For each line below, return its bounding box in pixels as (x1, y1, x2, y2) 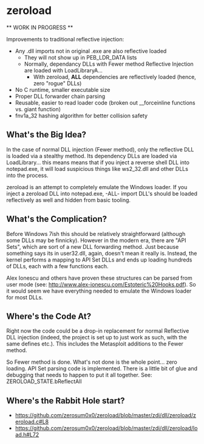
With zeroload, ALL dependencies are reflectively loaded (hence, (33, 73, 196, 80)
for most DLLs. (6, 293, 44, 301)
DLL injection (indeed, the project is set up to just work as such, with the (6, 334, 187, 341)
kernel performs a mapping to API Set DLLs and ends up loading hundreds (6, 256, 192, 263)
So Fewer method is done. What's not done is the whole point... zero (6, 358, 178, 366)
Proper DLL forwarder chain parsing (15, 92, 106, 100)
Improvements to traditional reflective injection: (6, 35, 124, 43)
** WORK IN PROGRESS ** (6, 24, 73, 31)
